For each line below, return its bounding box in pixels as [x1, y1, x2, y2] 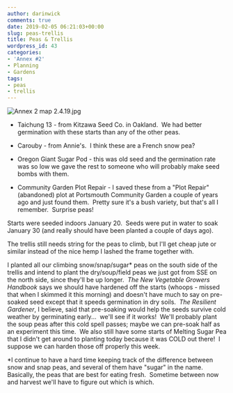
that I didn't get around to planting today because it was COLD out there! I [7, 335, 220, 344]
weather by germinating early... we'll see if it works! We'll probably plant [7, 313, 218, 321]
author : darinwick [7, 10, 61, 17]
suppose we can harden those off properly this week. [7, 342, 161, 350]
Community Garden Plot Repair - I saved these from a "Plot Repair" [17, 183, 210, 192]
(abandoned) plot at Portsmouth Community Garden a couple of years [17, 191, 218, 199]
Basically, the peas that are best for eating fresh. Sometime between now [7, 371, 219, 379]
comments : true [7, 17, 51, 24]
